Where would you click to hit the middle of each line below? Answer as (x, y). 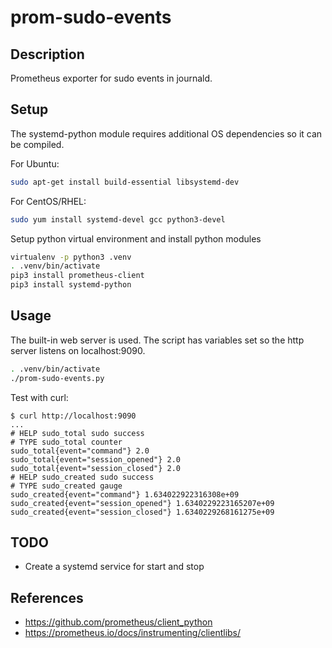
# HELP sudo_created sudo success (82, 477)
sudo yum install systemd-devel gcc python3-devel (118, 219)
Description (47, 54)
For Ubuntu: (35, 163)
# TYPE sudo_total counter (66, 442)
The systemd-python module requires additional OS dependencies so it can (166, 133)
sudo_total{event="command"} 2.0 (80, 451)
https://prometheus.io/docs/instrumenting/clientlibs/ (133, 633)
